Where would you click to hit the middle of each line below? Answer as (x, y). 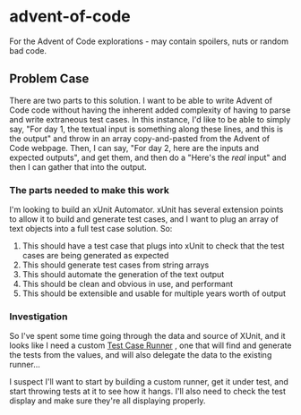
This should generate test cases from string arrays (116, 265)
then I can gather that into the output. (78, 166)
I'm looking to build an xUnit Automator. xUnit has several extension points (146, 210)
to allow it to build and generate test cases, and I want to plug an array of (144, 219)
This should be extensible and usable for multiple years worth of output (154, 293)
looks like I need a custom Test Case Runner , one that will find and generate (151, 345)
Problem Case (49, 79)
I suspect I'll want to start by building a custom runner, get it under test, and (149, 382)
